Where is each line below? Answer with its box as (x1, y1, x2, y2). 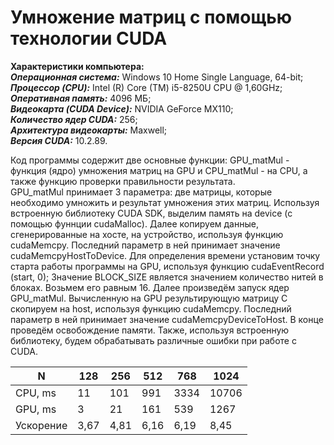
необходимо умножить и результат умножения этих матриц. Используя (10, 196, 320, 208)
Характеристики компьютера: (10, 60, 145, 72)
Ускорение (15, 418, 68, 432)
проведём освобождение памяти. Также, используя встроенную (10, 324, 290, 336)
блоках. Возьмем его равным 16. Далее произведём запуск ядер (10, 281, 290, 293)
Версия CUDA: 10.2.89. (10, 134, 108, 146)
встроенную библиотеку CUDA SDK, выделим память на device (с (10, 207, 293, 219)
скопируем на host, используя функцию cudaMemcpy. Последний (10, 302, 292, 315)
